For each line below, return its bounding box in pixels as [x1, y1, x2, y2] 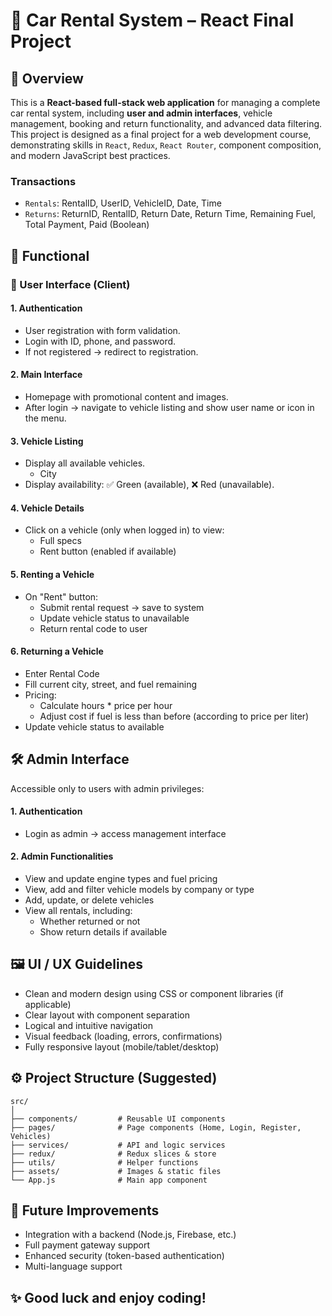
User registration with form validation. [24, 324, 181, 336]
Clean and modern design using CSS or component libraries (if [24, 987, 284, 999]
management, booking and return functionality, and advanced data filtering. [10, 118, 323, 129]
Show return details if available [39, 926, 168, 938]
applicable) [24, 998, 72, 1010]
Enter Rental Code [24, 667, 100, 679]
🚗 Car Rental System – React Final [10, 9, 295, 32]
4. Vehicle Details [10, 502, 85, 514]
